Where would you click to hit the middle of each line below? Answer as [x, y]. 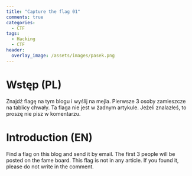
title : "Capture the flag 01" [43, 12]
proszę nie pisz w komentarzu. [43, 113]
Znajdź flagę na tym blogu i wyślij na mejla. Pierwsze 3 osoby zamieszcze [96, 101]
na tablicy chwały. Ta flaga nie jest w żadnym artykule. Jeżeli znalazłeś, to [96, 107]
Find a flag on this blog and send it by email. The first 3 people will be [91, 154]
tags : [13, 34]
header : [16, 50]
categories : [21, 22]
